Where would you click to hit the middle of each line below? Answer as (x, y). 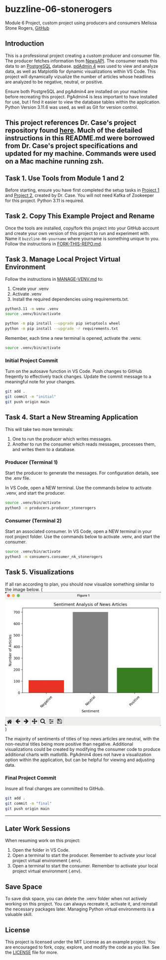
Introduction (25, 44)
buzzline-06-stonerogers (59, 9)
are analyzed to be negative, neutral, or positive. (54, 82)
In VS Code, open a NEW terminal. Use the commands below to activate (78, 488)
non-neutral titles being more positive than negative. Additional (69, 744)
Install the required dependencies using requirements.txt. (71, 299)
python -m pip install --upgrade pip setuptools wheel (63, 323)
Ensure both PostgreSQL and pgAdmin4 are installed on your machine (76, 91)
